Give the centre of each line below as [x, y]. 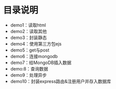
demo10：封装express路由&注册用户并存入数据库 [61, 81]
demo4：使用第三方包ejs [36, 43]
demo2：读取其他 [28, 31]
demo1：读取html [28, 25]
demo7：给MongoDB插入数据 [41, 62]
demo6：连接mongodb [34, 56]
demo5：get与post [30, 50]
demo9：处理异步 [28, 75]
